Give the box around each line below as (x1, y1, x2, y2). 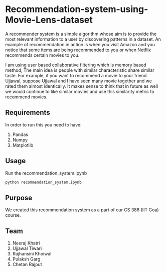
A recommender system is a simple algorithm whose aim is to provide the (5, 31, 157, 37)
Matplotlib (12, 142, 34, 148)
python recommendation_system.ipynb (5, 180, 82, 185)
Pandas (12, 131, 29, 138)
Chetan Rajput (12, 261, 42, 267)
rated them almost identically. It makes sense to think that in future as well (5, 83, 158, 89)
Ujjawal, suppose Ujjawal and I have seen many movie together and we (5, 78, 152, 84)
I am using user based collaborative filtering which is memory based (5, 62, 146, 68)
